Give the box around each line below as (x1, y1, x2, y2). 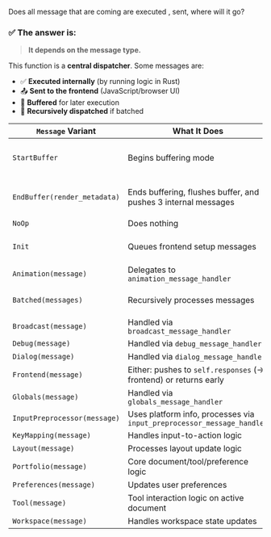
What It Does (172, 125, 224, 136)
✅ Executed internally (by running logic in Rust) (19, 77, 181, 86)
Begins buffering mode (127, 153, 215, 164)
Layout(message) (12, 444, 75, 453)
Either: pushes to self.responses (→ (127, 364, 265, 375)
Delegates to (127, 264, 176, 275)
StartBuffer (12, 153, 59, 162)
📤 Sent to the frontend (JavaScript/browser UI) (19, 86, 180, 96)
